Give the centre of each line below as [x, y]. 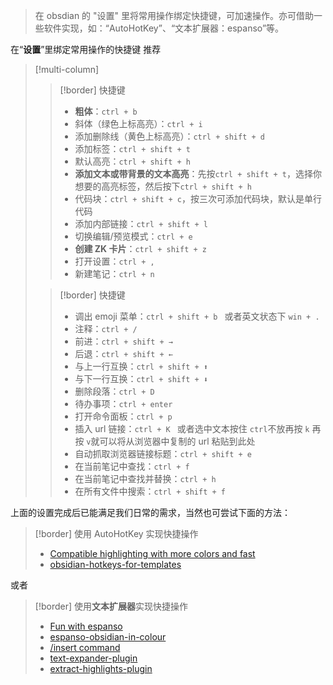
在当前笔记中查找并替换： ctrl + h [145, 478]
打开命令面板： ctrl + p [123, 416]
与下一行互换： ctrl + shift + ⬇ [141, 378]
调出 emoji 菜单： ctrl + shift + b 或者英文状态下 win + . [197, 316]
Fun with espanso [86, 626]
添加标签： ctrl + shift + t [132, 148]
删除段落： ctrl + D [114, 391]
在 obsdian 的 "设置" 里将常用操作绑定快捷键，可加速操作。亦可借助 [174, 15]
